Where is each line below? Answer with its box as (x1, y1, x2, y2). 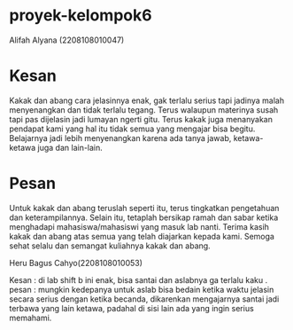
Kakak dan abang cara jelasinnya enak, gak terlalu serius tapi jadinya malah (9, 95, 285, 106)
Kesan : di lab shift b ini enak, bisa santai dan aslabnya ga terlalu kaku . (9, 274, 268, 285)
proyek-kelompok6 (9, 5, 152, 26)
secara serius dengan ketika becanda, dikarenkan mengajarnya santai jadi (9, 294, 280, 304)
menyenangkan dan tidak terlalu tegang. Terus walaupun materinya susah (9, 104, 279, 115)
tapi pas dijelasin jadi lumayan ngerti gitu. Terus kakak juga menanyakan (9, 114, 273, 124)
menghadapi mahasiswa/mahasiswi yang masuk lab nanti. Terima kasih (9, 221, 270, 232)
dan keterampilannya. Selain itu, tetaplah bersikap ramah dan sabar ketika (9, 212, 279, 223)
